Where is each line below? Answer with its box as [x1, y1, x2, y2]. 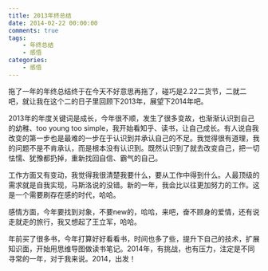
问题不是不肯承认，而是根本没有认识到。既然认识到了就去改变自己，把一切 [14, 143, 260, 152]
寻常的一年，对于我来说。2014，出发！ [8, 253, 137, 263]
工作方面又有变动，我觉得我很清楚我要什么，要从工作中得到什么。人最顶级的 [8, 170, 260, 179]
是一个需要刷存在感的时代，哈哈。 [8, 190, 120, 199]
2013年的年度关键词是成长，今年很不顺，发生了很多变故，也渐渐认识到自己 [8, 113, 255, 123]
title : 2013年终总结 [8, 11, 72, 20]
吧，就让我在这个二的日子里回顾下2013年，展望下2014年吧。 [8, 96, 208, 106]
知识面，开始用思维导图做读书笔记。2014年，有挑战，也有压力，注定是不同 [8, 244, 255, 253]
